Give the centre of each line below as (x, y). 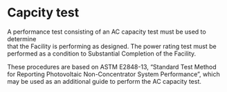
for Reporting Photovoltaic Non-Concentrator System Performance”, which (113, 74)
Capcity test (43, 13)
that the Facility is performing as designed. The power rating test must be (112, 46)
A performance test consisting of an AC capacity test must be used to (107, 32)
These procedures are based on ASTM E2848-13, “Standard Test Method (112, 67)
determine (22, 38)
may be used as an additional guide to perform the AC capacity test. (105, 81)
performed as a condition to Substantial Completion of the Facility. (102, 54)
